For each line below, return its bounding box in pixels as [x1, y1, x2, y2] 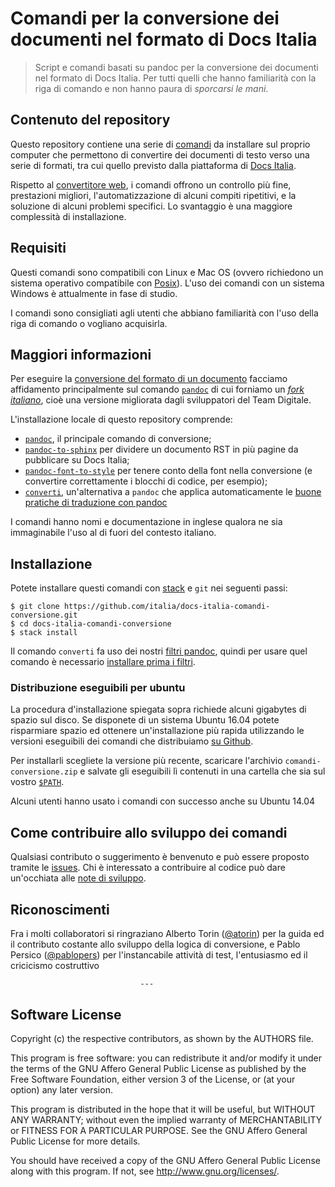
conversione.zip [10, 767, 78, 777]
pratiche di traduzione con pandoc [24, 497, 168, 509]
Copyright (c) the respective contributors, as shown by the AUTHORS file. [10, 1032, 314, 1044]
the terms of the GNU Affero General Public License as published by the [10, 1062, 307, 1074]
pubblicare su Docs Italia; [24, 454, 130, 466]
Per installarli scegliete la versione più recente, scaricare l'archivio [10, 755, 283, 767]
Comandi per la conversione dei [10, 7, 280, 30]
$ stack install [10, 628, 78, 638]
